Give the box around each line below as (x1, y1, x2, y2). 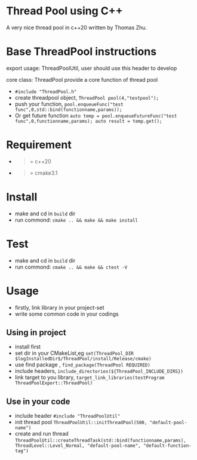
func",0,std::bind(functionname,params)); (14, 106, 122, 113)
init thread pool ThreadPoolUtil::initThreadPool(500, (14, 419, 147, 426)
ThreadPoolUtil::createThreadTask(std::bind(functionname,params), (14, 437, 186, 444)
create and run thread (14, 430, 69, 437)
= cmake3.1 (29, 169, 58, 177)
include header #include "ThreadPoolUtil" (14, 412, 121, 419)
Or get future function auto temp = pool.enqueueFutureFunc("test (14, 112, 177, 119)
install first (14, 343, 41, 350)
